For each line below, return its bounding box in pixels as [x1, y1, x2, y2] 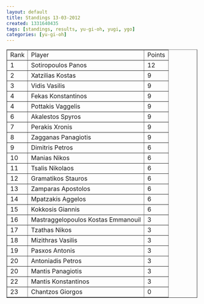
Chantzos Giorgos [31, 288, 83, 296]
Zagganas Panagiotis [31, 133, 92, 142]
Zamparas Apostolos [31, 184, 90, 193]
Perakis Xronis [31, 123, 73, 131]
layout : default [6, 9, 48, 15]
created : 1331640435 [6, 20, 59, 26]
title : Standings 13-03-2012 [6, 15, 81, 21]
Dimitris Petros [31, 143, 73, 152]
